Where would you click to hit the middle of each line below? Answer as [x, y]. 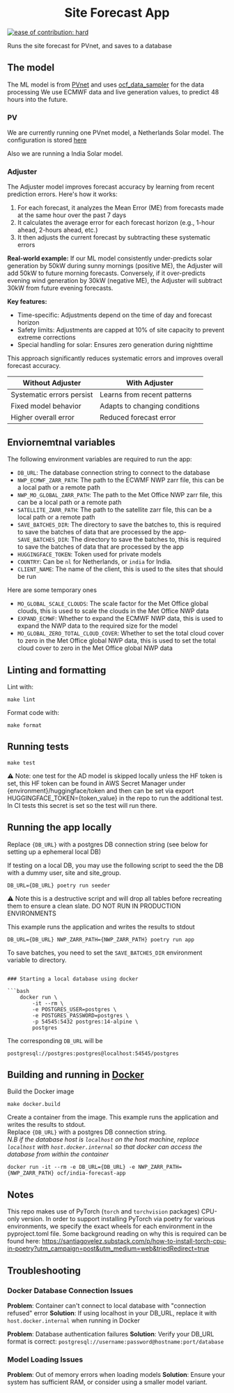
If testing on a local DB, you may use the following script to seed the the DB [116, 865]
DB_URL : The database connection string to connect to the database [114, 473]
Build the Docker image [41, 1091]
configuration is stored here [47, 140]
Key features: [27, 302]
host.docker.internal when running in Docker [74, 1320]
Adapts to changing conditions [150, 406]
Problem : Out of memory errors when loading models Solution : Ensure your [116, 1375]
